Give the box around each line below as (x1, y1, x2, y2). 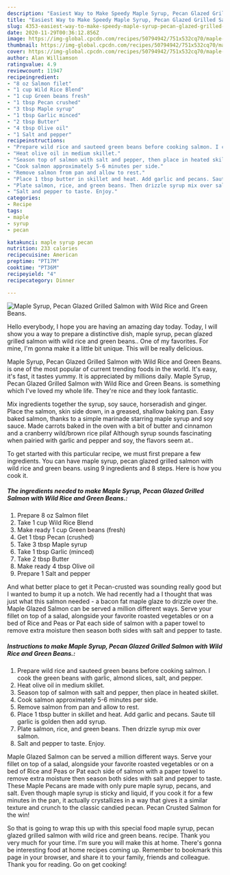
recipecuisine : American (7, 251, 78, 259)
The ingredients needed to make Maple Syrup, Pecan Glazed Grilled (7, 487, 204, 495)
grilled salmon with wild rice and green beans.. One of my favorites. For (7, 337, 209, 345)
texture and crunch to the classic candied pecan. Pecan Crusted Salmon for (7, 804, 221, 812)
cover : (7, 49, 26, 55)
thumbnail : (7, 42, 38, 49)
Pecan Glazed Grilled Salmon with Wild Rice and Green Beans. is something (7, 379, 220, 388)
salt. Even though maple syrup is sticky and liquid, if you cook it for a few (7, 789, 214, 798)
